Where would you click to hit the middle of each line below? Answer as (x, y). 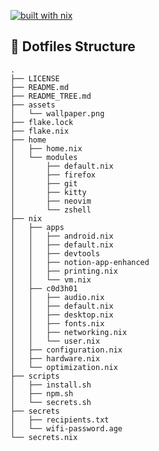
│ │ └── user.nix (55, 341)
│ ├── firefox (53, 175)
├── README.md (40, 87)
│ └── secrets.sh (51, 402)
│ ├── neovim (51, 201)
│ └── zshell (51, 210)
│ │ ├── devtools (55, 253)
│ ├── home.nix (46, 148)
